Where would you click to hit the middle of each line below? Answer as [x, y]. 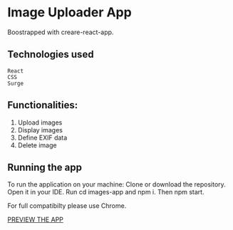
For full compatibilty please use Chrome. [67, 206]
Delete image [37, 145]
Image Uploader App [69, 12]
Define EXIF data [42, 137]
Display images [40, 130]
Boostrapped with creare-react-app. [61, 32]
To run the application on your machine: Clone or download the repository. [116, 184]
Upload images [40, 122]
